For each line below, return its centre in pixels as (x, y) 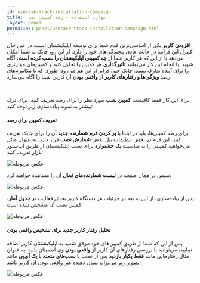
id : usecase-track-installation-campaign (59, 12)
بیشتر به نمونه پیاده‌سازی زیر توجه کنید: (50, 106)
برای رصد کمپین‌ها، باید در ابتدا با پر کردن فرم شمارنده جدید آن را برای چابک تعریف (98, 133)
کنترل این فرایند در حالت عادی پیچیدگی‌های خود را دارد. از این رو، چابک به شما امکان (100, 52)
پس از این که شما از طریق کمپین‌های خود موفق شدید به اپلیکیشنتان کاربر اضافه (95, 243)
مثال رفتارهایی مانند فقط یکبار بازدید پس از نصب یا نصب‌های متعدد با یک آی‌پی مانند (98, 256)
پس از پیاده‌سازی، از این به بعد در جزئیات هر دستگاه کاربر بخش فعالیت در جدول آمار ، (101, 198)
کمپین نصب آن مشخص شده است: (45, 205)
